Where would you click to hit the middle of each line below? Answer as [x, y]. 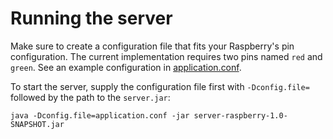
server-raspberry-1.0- [240, 115]
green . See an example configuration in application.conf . [126, 67]
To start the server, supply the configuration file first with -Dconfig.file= [160, 86]
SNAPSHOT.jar [37, 124]
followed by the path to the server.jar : [90, 97]
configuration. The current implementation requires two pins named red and [166, 56]
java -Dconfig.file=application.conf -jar [100, 115]
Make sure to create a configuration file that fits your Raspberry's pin [152, 46]
